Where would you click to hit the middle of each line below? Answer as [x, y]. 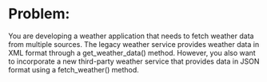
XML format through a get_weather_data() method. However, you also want [132, 53]
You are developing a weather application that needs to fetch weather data [131, 36]
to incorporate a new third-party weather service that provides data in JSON [134, 61]
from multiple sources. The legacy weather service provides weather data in [134, 44]
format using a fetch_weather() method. [74, 69]
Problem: [39, 14]
